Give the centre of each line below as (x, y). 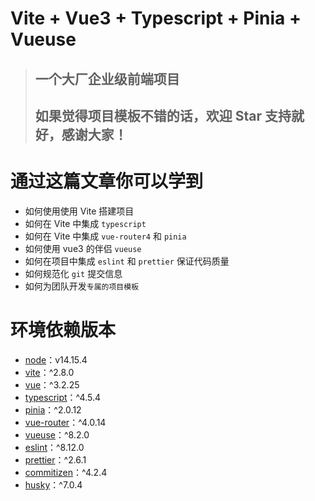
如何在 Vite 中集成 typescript (85, 223)
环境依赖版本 (63, 330)
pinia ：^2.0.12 (53, 409)
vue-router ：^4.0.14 (65, 422)
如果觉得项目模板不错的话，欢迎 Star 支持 (163, 115)
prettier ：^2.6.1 (55, 459)
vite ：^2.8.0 (49, 372)
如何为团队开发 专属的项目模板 (82, 286)
